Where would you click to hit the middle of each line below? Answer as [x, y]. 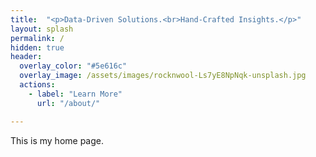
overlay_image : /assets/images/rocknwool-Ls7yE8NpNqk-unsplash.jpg [163, 76]
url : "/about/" [68, 103]
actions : [37, 85]
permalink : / [37, 38]
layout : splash [42, 29]
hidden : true [37, 47]
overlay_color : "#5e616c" [73, 66]
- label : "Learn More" [75, 94]
